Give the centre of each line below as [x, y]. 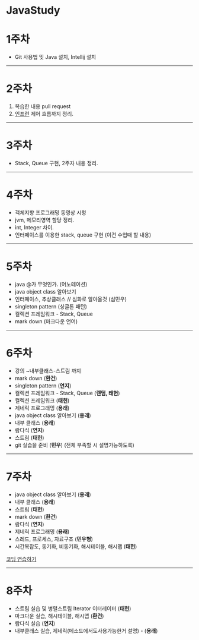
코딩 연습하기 [21, 559]
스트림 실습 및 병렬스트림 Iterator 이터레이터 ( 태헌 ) [73, 608]
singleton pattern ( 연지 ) [43, 385]
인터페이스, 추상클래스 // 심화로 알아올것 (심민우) [71, 299]
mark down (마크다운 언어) [46, 321]
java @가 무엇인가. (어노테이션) [51, 284]
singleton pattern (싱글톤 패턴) [51, 306]
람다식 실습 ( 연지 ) [35, 623]
